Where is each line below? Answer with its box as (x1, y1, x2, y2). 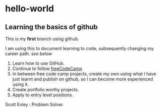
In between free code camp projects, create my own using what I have (12, 71, 157, 77)
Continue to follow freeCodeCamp (12, 65, 83, 71)
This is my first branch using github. (5, 36, 79, 42)
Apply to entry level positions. (12, 92, 73, 98)
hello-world (5, 3, 54, 14)
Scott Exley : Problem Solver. (5, 102, 64, 107)
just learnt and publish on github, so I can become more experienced (12, 76, 154, 82)
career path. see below (5, 51, 53, 56)
